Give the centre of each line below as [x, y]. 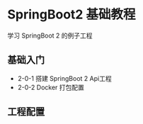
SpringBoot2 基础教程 [71, 15]
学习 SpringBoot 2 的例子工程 [50, 35]
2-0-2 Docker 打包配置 [51, 87]
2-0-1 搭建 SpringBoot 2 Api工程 [64, 78]
